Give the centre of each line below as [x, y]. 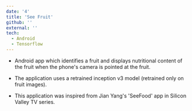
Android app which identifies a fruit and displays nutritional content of [98, 60]
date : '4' [18, 11]
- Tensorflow [27, 44]
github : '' [19, 22]
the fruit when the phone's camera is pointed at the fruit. [82, 67]
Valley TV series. [35, 102]
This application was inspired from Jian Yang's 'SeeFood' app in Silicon [100, 96]
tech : [13, 33]
